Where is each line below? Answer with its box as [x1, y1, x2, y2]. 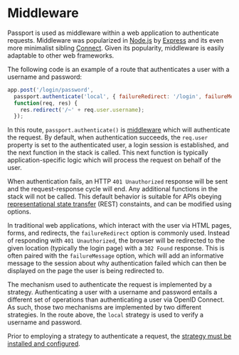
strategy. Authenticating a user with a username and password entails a [7, 288, 218, 297]
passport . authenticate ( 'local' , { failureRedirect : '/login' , [14, 92, 202, 100]
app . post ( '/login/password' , [7, 86, 94, 93]
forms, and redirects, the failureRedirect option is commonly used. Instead [7, 229, 230, 238]
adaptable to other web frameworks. [7, 51, 115, 60]
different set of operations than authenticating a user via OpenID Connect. [7, 295, 225, 304]
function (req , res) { [14, 100, 78, 107]
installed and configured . [7, 339, 80, 348]
